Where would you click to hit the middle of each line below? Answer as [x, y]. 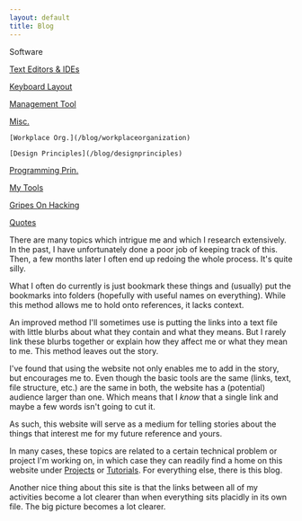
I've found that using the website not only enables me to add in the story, [144, 368]
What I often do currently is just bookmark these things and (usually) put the [151, 286]
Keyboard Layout [41, 86]
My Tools [27, 187]
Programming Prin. [44, 170]
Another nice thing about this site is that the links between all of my [134, 487]
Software [26, 51]
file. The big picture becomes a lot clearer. [88, 506]
